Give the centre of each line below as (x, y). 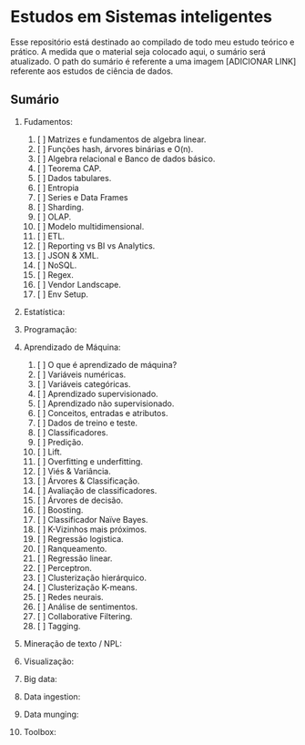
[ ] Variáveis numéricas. (81, 374)
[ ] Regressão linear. (75, 558)
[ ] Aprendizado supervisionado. (97, 393)
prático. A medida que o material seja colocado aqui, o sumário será (138, 51)
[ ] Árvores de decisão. (80, 500)
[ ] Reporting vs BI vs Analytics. (96, 245)
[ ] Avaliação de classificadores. (97, 490)
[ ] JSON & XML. (68, 255)
